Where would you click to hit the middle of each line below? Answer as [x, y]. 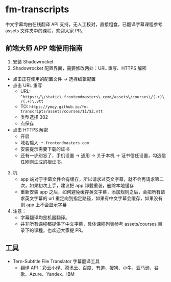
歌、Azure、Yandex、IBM [47, 274]
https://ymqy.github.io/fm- [59, 107]
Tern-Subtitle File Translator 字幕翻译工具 [56, 261]
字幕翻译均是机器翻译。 [45, 217]
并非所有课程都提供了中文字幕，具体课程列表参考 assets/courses [89, 224]
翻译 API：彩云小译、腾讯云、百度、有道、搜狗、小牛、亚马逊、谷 [89, 268]
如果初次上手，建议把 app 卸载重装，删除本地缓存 [82, 185]
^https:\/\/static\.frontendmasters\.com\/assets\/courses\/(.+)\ [92, 97]
